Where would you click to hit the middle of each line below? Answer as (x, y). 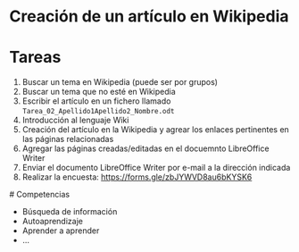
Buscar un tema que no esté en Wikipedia (99, 92)
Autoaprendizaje (52, 222)
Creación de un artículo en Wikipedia (149, 17)
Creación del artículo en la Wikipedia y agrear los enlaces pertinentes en (156, 130)
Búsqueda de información (70, 212)
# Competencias (39, 195)
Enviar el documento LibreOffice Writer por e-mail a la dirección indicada (156, 168)
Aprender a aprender (61, 231)
